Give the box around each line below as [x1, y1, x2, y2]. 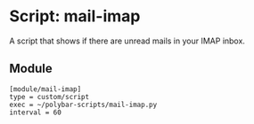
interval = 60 [9, 108, 62, 117]
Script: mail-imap [9, 6, 141, 27]
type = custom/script [9, 92, 90, 101]
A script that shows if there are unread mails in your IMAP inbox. [9, 35, 245, 46]
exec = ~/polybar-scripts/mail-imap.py [9, 100, 158, 109]
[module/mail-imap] [9, 84, 82, 94]
